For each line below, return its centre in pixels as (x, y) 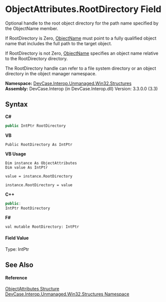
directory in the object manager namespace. (51, 73)
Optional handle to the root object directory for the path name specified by (82, 23)
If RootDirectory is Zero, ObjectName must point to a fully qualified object (81, 38)
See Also (19, 265)
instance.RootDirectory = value (39, 185)
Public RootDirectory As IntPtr (39, 144)
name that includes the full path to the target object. (59, 43)
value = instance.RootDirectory (39, 176)
